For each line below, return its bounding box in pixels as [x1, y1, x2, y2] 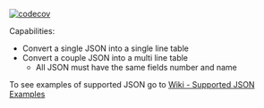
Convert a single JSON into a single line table [21, 43, 190, 54]
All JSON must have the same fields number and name [35, 62, 237, 72]
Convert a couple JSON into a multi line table [21, 53, 189, 62]
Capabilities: [9, 26, 55, 36]
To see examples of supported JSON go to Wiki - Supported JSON [9, 79, 255, 89]
